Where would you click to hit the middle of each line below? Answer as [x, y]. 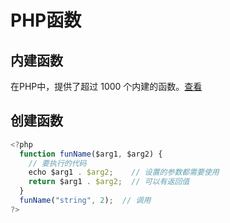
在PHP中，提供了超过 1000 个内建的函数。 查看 [106, 86]
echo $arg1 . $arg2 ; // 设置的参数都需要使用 [124, 172]
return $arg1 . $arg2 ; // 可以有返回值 [109, 182]
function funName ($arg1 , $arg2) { [91, 154]
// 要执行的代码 [57, 163]
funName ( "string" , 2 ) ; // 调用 [85, 201]
